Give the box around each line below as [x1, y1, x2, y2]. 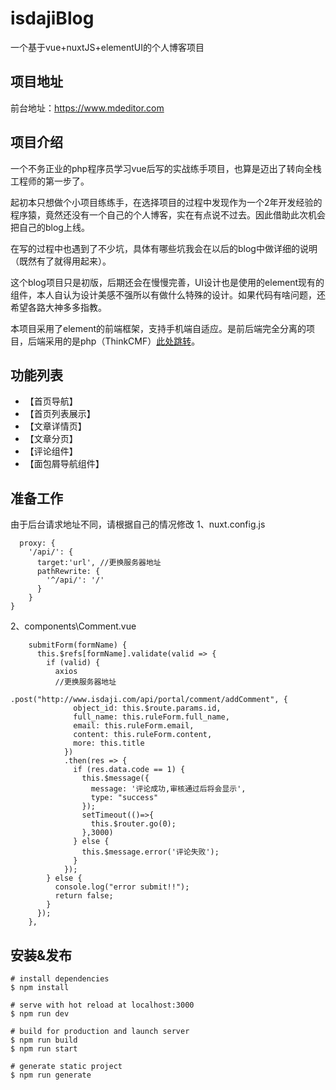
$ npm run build [10, 1035, 78, 1045]
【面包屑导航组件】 [24, 458, 105, 470]
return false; [54, 891, 114, 901]
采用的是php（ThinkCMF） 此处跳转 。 [44, 335, 201, 347]
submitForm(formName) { [28, 640, 128, 651]
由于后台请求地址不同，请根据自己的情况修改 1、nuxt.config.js [10, 518, 266, 531]
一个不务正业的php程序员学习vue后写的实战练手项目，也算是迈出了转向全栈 [10, 162, 322, 174]
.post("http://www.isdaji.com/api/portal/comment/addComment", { [10, 695, 288, 705]
